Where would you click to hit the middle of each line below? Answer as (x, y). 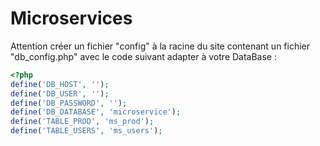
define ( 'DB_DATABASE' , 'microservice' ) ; (96, 112)
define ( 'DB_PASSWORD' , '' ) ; (69, 103)
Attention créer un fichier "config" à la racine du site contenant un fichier (160, 46)
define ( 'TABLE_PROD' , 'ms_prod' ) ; (82, 122)
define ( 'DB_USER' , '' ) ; (60, 93)
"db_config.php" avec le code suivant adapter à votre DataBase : (143, 56)
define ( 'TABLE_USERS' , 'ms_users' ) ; (86, 131)
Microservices (71, 18)
